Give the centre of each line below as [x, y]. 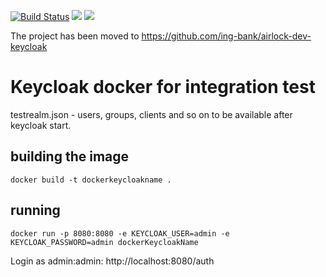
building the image [70, 156]
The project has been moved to [75, 36]
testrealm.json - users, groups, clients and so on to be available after [151, 114]
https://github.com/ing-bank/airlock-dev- [226, 36]
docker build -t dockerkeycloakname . [91, 180]
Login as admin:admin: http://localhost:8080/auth [112, 261]
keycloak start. [41, 125]
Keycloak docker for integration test [163, 87]
